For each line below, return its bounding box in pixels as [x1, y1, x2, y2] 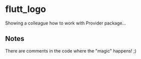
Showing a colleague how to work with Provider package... [5, 20, 126, 26]
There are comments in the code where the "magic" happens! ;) [5, 47, 136, 53]
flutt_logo [5, 3, 46, 15]
